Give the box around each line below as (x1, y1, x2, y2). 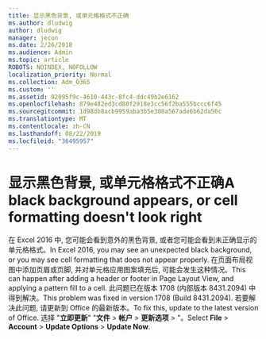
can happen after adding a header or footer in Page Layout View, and (8, 274, 234, 283)
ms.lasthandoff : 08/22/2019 (8, 129, 102, 137)
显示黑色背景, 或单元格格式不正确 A (8, 174, 236, 191)
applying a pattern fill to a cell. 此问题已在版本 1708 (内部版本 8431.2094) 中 (8, 283, 256, 293)
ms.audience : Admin (8, 48, 73, 56)
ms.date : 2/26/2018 (8, 41, 73, 49)
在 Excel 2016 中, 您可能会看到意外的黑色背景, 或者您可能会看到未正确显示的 (8, 235, 257, 245)
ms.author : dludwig (8, 19, 73, 27)
